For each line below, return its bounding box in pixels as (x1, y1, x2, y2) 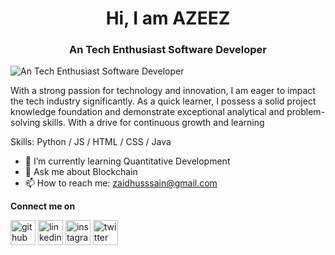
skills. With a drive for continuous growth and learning (42, 117, 265, 129)
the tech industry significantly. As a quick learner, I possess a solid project (10, 95, 317, 107)
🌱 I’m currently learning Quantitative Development (24, 155, 231, 167)
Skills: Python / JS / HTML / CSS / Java (10, 136, 172, 148)
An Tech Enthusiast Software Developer (69, 43, 267, 57)
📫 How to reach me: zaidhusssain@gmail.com (24, 177, 218, 189)
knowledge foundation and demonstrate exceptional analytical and (10, 106, 285, 118)
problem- (286, 106, 326, 118)
